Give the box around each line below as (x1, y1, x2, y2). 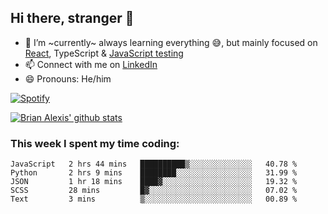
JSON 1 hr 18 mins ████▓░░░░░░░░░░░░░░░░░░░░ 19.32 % (10, 177, 298, 187)
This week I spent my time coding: (10, 136, 180, 150)
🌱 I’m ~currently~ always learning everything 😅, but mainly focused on (24, 36, 318, 48)
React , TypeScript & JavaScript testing (24, 47, 184, 59)
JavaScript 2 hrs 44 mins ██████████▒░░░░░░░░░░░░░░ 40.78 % (10, 159, 298, 170)
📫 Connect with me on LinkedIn (24, 58, 158, 70)
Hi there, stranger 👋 (10, 10, 135, 27)
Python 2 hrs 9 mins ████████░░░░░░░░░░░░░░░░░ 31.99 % (10, 168, 298, 178)
